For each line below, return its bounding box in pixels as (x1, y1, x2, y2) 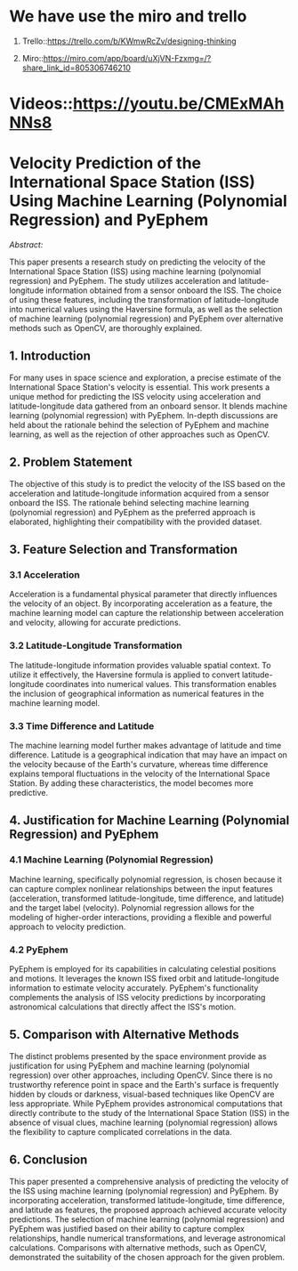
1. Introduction (9, 349, 91, 364)
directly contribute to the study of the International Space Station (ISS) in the (9, 1107, 290, 1118)
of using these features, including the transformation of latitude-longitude (9, 295, 279, 305)
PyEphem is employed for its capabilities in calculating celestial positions (9, 963, 277, 974)
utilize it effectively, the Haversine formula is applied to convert (9, 669, 240, 680)
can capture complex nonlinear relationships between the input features (9, 883, 273, 894)
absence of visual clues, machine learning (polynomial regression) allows (9, 1117, 278, 1128)
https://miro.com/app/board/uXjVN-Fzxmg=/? (43, 53, 212, 63)
